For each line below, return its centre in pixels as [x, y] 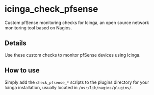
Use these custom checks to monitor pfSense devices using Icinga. [73, 55]
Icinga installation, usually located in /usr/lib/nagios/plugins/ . [69, 87]
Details [15, 43]
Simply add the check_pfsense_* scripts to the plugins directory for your [77, 82]
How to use [22, 70]
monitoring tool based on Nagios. [38, 27]
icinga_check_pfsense [51, 9]
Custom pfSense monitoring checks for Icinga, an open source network [77, 23]
